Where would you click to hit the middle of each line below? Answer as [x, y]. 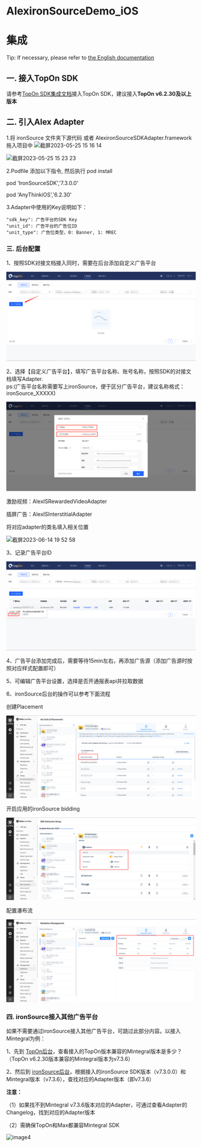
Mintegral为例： [26, 1039]
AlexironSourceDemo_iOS [72, 11]
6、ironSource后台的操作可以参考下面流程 [58, 694]
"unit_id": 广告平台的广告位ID [42, 226]
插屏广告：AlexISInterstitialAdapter [49, 514]
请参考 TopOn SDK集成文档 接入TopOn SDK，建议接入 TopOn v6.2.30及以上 [99, 93]
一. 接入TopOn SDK [42, 78]
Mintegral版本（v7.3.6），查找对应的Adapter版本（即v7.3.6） [81, 1079]
